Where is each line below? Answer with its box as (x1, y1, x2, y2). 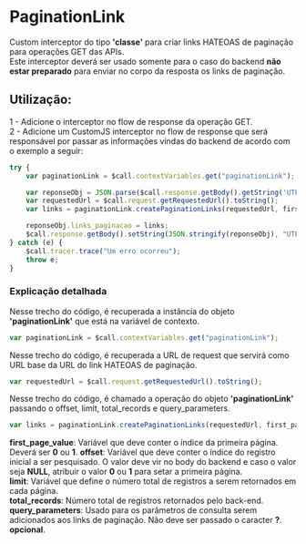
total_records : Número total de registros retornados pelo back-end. (9, 495, 264, 507)
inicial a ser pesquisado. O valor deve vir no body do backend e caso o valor (9, 457, 297, 467)
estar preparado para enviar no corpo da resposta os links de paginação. (9, 66, 286, 77)
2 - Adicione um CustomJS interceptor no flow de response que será (9, 126, 269, 137)
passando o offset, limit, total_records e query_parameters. (9, 403, 230, 414)
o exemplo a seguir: (9, 145, 84, 156)
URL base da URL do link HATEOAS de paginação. (9, 359, 198, 370)
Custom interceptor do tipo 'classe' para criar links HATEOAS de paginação (9, 36, 294, 47)
